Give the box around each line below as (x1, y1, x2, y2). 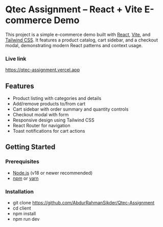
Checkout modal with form (12, 112, 69, 118)
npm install (12, 211, 36, 217)
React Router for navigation (12, 122, 71, 129)
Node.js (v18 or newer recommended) (12, 170, 93, 176)
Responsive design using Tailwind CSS (12, 117, 95, 123)
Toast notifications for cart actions (12, 128, 85, 134)
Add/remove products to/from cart (12, 101, 86, 107)
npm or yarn (12, 175, 39, 181)
